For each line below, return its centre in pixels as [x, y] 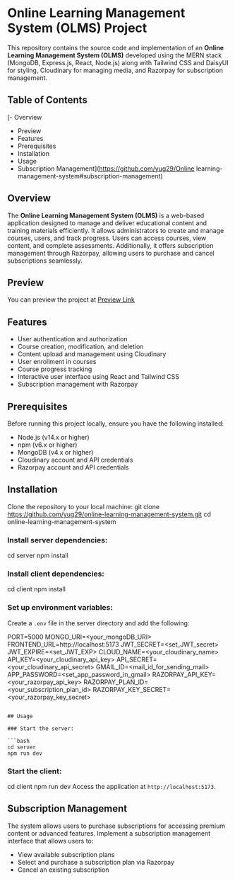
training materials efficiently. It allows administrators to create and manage [116, 230]
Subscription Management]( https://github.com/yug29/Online [106, 169]
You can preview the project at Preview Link [71, 300]
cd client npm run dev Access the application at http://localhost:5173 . [112, 786]
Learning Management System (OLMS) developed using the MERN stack [115, 55]
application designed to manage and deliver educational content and [107, 223]
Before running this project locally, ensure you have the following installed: [116, 424]
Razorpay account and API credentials [73, 467]
